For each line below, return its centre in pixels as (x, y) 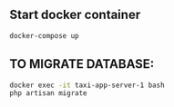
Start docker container (75, 15)
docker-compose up (44, 35)
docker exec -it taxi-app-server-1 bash (87, 85)
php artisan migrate (49, 93)
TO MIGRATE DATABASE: (82, 64)
